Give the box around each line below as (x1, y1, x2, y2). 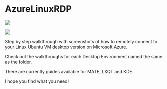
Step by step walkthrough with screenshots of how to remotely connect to (5, 38, 158, 44)
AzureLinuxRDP (5, 3, 72, 15)
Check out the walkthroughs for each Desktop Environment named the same (5, 53, 163, 59)
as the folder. (5, 59, 32, 65)
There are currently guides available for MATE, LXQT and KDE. (5, 68, 134, 74)
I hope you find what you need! (5, 78, 69, 84)
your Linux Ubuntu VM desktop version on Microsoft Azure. (5, 44, 128, 50)
